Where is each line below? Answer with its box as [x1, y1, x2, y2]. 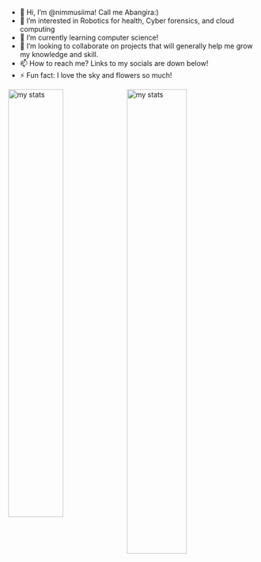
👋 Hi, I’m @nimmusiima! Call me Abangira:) [19, 8, 160, 17]
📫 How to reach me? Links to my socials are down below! [19, 59, 209, 67]
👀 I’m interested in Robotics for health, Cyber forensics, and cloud [19, 16, 235, 25]
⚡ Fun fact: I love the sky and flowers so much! [19, 71, 172, 79]
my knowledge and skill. [19, 50, 99, 59]
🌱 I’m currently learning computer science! [19, 33, 159, 42]
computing [19, 25, 55, 33]
